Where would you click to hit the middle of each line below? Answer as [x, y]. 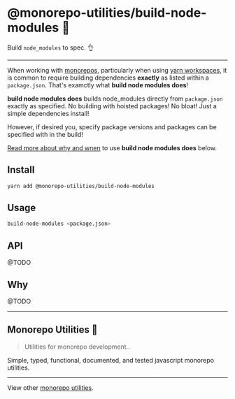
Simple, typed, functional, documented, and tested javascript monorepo [111, 360]
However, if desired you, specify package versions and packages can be [112, 126]
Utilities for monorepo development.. [77, 347]
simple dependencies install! [48, 113]
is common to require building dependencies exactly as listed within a [108, 78]
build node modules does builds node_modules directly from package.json [115, 99]
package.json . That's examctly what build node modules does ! [98, 85]
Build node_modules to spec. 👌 [51, 48]
